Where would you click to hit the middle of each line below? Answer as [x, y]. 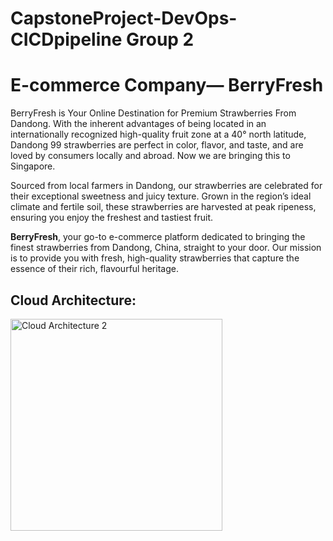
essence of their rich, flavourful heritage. [94, 269]
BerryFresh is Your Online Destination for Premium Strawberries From [153, 113]
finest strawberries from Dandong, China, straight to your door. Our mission [166, 248]
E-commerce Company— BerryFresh [167, 85]
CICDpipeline [66, 39]
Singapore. [33, 166]
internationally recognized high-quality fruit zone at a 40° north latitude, [158, 134]
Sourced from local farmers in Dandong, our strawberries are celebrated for [166, 186]
